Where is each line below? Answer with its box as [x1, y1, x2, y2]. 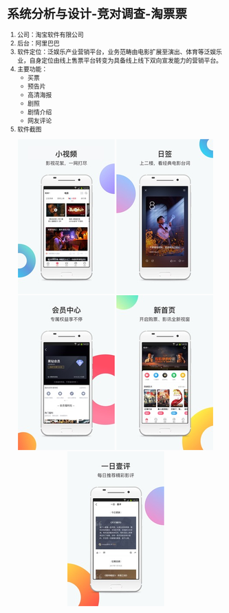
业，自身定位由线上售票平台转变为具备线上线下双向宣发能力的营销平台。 [17, 56, 222, 64]
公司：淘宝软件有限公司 [17, 30, 84, 39]
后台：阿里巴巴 [17, 39, 60, 47]
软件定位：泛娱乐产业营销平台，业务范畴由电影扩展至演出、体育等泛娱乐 [17, 47, 222, 56]
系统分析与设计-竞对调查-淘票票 [7, 6, 188, 22]
